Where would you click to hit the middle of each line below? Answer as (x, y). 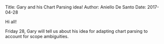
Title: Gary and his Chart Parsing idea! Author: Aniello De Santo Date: (76, 7)
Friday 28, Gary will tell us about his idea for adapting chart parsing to (77, 31)
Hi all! (11, 22)
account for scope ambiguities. (37, 36)
